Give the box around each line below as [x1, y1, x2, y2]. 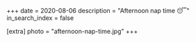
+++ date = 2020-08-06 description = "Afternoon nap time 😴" [6, 7, 190, 14]
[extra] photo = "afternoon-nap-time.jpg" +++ [6, 28, 138, 35]
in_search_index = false [6, 14, 74, 22]
